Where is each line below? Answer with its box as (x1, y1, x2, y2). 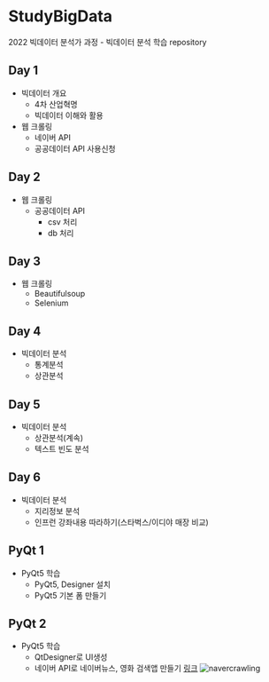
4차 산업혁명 (34, 99, 78, 109)
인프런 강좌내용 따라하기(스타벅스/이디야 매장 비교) (34, 517, 209, 527)
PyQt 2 (8, 616, 47, 631)
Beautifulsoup (34, 289, 86, 299)
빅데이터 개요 (20, 87, 67, 99)
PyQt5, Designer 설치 (34, 579, 111, 590)
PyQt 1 (8, 543, 45, 559)
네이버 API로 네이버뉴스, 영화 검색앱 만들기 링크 (34, 663, 198, 674)
